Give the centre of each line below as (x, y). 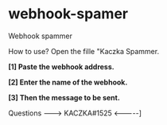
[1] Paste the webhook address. (61, 66)
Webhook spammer (41, 36)
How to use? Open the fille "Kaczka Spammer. (84, 51)
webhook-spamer (68, 14)
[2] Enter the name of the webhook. (68, 82)
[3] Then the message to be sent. (64, 97)
